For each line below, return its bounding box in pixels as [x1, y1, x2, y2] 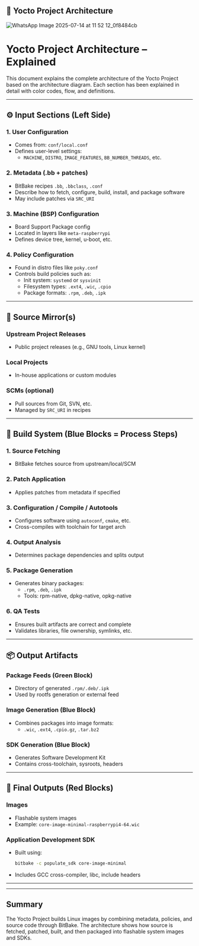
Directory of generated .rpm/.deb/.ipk [14, 685, 110, 692]
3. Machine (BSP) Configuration [6, 209, 99, 218]
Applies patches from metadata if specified [14, 488, 120, 496]
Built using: [14, 849, 43, 856]
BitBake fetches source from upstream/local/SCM [14, 461, 136, 468]
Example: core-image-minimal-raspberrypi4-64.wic [14, 820, 140, 828]
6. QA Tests [6, 607, 40, 615]
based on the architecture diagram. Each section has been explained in [6, 81, 179, 88]
